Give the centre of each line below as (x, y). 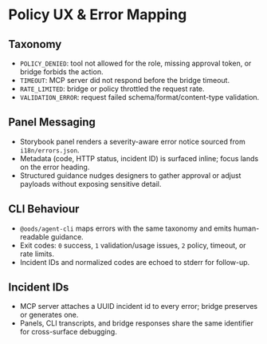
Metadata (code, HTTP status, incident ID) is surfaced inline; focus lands (139, 158)
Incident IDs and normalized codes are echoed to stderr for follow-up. (135, 262)
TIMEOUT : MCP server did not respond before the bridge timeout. (124, 80)
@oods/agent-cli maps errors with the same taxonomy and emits (126, 228)
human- (247, 228)
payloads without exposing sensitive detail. (90, 184)
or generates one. (49, 315)
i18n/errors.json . (49, 150)
